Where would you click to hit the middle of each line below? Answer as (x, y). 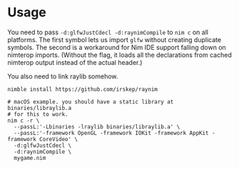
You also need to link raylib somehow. (63, 76)
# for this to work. (38, 114)
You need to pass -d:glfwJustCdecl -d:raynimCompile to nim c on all (108, 32)
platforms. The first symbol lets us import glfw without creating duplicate (115, 39)
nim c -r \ (24, 121)
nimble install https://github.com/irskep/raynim (83, 89)
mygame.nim (30, 158)
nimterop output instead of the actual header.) (75, 62)
